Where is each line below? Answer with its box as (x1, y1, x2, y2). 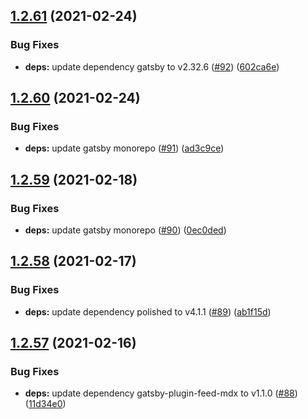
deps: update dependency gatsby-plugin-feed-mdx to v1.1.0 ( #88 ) (24, 387, 298, 399)
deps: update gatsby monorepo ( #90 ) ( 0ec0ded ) (24, 224, 227, 236)
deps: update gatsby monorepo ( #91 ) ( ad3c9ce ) (24, 142, 225, 154)
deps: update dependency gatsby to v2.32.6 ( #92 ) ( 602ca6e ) (24, 60, 280, 73)
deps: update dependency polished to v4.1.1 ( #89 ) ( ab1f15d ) (24, 305, 272, 318)
